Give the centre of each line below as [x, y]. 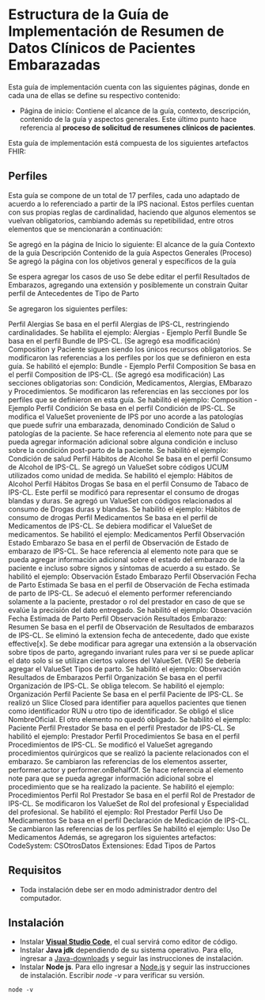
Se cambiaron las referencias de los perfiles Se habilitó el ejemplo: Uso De [129, 828]
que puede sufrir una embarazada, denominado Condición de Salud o [122, 424]
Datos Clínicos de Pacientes [102, 48]
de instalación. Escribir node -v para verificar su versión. [112, 975]
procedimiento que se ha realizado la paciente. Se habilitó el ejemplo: [121, 786]
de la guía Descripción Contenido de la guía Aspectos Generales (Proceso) [130, 253]
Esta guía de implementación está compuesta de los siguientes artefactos [129, 143]
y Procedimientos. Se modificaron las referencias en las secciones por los [129, 391]
